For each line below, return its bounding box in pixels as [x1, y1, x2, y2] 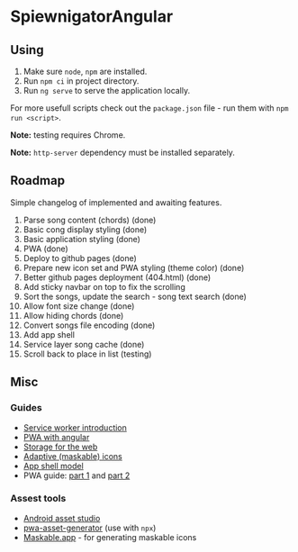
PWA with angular [23, 431, 90, 442]
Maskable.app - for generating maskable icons [23, 531, 197, 542]
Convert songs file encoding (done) [23, 320, 156, 330]
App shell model [23, 460, 84, 471]
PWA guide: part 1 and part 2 [23, 470, 131, 481]
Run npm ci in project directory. [23, 76, 140, 86]
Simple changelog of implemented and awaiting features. [10, 196, 222, 208]
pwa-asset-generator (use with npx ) [23, 522, 157, 533]
